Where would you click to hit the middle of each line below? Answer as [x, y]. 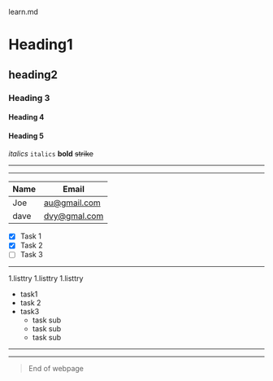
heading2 [33, 74]
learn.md [24, 12]
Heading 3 [29, 98]
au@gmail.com [72, 203]
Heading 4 [26, 117]
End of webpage [56, 369]
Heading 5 [26, 136]
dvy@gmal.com [74, 217]
